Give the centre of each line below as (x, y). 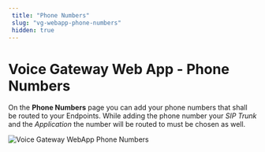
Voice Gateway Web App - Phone (119, 69)
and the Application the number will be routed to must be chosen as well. (127, 124)
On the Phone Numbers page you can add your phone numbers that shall (128, 108)
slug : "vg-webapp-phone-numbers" (67, 23)
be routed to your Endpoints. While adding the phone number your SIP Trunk (132, 116)
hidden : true (33, 30)
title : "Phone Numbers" (50, 15)
